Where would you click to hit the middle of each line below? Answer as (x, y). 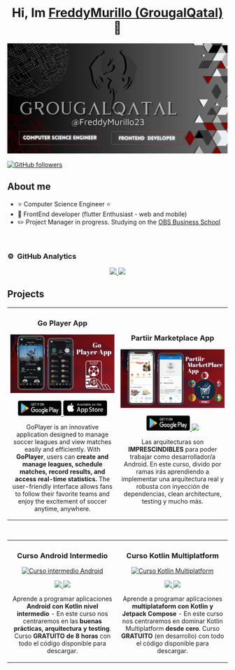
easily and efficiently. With (62, 449)
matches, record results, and (63, 471)
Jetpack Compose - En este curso (173, 614)
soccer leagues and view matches (63, 441)
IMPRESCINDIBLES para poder (173, 449)
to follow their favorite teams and (62, 494)
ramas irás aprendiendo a (173, 471)
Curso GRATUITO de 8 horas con (62, 636)
